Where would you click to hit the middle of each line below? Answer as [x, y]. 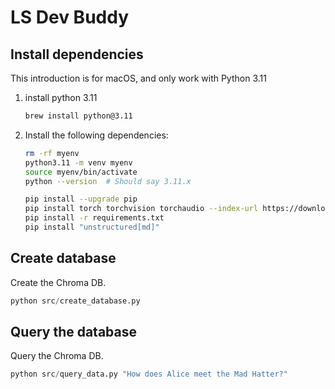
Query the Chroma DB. [57, 356]
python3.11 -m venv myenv [78, 162]
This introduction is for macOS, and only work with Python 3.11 [138, 78]
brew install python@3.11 [78, 116]
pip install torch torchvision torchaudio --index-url [141, 209]
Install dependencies [77, 54]
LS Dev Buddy [70, 17]
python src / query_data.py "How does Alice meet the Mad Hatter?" [149, 374]
